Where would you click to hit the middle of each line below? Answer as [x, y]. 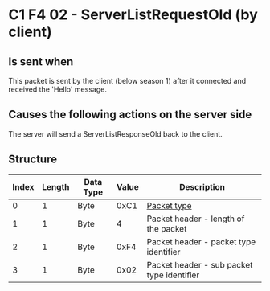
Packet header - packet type [201, 241]
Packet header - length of [196, 219]
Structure [33, 160]
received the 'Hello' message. [57, 89]
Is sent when [41, 61]
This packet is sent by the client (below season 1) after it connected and [127, 81]
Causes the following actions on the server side [130, 115]
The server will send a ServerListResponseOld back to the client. [115, 133]
